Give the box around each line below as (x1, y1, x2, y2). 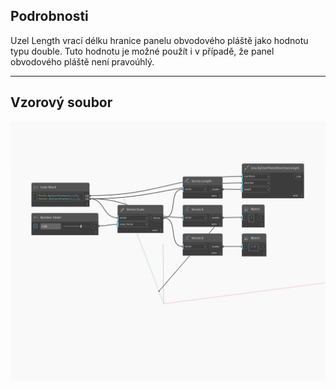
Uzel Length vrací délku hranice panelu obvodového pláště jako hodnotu (10, 34, 309, 46)
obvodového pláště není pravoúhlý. (10, 55, 155, 68)
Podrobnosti (10, 8, 89, 25)
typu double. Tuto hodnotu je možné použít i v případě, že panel (10, 45, 275, 57)
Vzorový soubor (10, 94, 113, 111)
